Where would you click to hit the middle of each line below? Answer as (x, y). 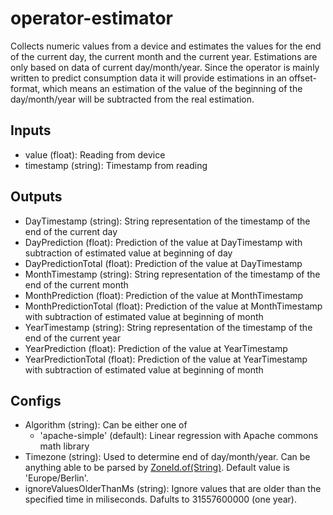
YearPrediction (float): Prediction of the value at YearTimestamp (156, 348)
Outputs (36, 197)
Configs (36, 400)
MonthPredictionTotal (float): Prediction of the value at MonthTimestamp (173, 306)
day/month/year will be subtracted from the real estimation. (132, 99)
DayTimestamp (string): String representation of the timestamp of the (167, 221)
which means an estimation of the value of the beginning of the (172, 88)
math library (64, 446)
